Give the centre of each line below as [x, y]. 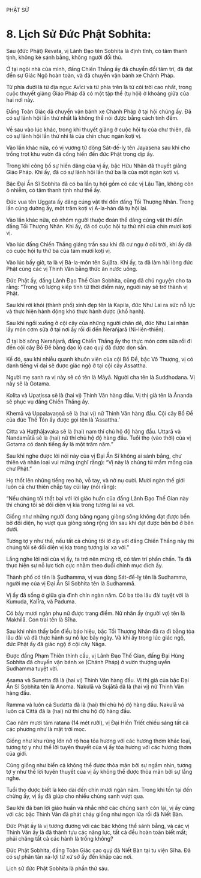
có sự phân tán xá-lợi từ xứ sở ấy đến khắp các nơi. [70, 856]
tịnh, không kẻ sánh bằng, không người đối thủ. [64, 57]
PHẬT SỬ [18, 10]
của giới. [17, 753]
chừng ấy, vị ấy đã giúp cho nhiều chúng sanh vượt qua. [76, 796]
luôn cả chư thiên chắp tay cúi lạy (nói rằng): [61, 487]
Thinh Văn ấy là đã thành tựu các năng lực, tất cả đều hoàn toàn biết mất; [97, 832]
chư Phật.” [19, 469]
